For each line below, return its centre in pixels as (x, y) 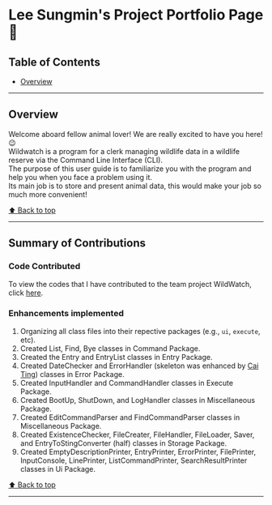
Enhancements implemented (66, 314)
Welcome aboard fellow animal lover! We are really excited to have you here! (136, 134)
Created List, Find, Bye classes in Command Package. (110, 348)
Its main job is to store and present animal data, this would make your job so (135, 186)
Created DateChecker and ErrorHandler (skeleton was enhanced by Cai (139, 366)
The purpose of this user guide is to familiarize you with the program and (130, 169)
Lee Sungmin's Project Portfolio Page (136, 15)
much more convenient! (48, 194)
